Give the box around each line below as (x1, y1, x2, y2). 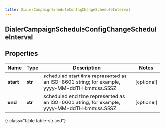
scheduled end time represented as (43, 93, 125, 100)
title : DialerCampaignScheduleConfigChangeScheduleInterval (5, 7, 131, 12)
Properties (5, 50, 38, 58)
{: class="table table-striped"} (5, 117, 66, 123)
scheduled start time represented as (43, 72, 127, 79)
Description (73, 64, 101, 71)
